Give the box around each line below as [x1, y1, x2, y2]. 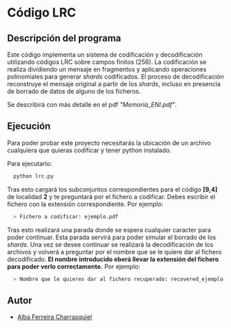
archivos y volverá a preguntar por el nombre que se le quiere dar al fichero [7, 247, 222, 256]
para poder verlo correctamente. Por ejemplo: [7, 262, 141, 270]
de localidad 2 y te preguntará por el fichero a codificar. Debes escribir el [7, 192, 216, 201]
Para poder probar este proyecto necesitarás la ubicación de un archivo [7, 139, 212, 147]
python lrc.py [13, 172, 54, 180]
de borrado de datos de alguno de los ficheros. [7, 88, 141, 95]
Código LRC [7, 5, 77, 21]
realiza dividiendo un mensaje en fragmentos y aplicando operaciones [7, 65, 207, 73]
